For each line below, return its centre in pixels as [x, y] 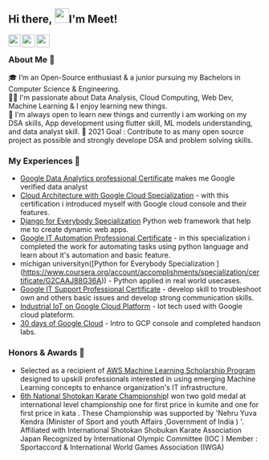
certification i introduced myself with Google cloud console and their [133, 204]
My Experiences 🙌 [44, 161]
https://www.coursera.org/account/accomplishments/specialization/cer [141, 272]
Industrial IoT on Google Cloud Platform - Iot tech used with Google [131, 307]
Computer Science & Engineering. [64, 89]
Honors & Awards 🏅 [47, 352]
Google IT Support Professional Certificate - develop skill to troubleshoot [141, 289]
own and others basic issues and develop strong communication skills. [137, 298]
